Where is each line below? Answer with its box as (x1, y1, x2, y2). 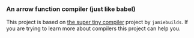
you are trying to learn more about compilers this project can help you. (6, 25, 181, 32)
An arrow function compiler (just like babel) (6, 5, 136, 13)
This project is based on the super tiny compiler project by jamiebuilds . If (6, 19, 188, 26)
